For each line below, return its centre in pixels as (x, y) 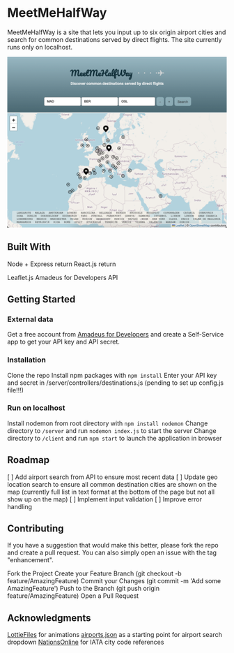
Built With (29, 247)
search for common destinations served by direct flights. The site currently (115, 39)
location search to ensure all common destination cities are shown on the (112, 484)
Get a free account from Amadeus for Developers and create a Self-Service (116, 335)
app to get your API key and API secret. (64, 342)
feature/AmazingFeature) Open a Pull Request (73, 596)
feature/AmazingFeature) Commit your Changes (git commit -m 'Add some (114, 581)
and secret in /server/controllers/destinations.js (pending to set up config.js (116, 383)
